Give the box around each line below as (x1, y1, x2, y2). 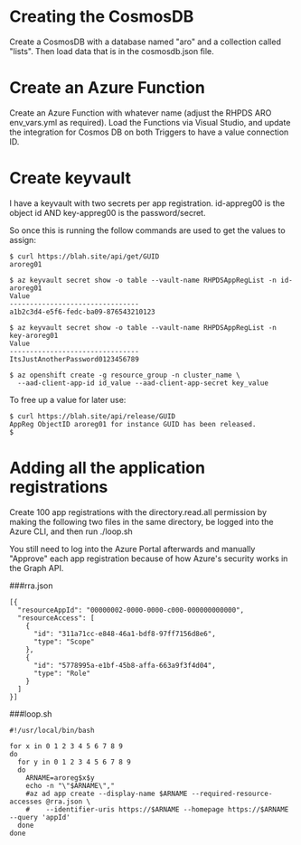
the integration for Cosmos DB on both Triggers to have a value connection (9, 127, 289, 137)
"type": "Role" (33, 669, 91, 678)
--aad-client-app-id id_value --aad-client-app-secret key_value (17, 378, 269, 388)
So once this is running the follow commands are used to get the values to (9, 224, 287, 236)
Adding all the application (9, 458, 206, 478)
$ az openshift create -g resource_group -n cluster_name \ (9, 371, 241, 380)
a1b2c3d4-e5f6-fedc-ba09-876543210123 (9, 307, 155, 316)
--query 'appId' (9, 812, 71, 822)
